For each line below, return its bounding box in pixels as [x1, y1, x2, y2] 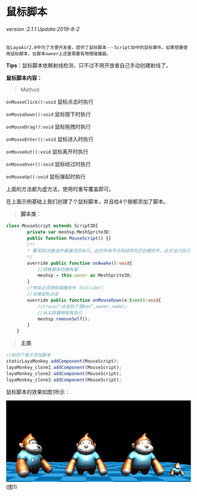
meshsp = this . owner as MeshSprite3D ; [37, 272, 133, 279]
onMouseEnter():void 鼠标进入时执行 [6, 136, 94, 143]
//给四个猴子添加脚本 [6, 352, 51, 358]
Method [20, 86, 40, 93]
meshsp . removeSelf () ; [37, 316, 91, 322]
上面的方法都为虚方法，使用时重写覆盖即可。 [6, 185, 114, 193]
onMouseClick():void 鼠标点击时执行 [6, 98, 94, 106]
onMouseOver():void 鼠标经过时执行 [6, 161, 91, 168]
